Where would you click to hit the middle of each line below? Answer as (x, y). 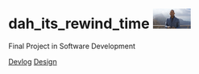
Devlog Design (33, 61)
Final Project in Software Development (72, 46)
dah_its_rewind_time (79, 24)
